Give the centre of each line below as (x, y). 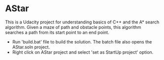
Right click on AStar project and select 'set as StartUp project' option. (83, 52)
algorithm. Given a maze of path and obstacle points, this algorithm (73, 27)
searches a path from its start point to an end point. (57, 32)
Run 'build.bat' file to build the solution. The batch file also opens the (82, 41)
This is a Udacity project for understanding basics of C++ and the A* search (82, 22)
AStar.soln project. (31, 47)
